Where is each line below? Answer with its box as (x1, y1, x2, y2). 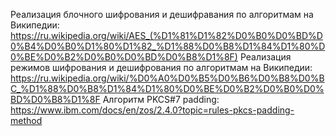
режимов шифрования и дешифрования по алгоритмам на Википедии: (10, 62, 313, 73)
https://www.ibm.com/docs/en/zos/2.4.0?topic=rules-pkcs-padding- (10, 104, 295, 116)
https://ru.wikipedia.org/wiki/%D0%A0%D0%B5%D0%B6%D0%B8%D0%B (10, 72, 325, 84)
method (10, 115, 43, 126)
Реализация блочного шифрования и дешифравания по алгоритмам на (10, 9, 314, 20)
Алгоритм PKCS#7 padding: (102, 94, 220, 105)
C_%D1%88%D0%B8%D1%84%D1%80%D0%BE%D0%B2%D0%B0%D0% (10, 83, 325, 94)
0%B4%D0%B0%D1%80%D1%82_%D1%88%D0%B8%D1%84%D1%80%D (10, 40, 326, 52)
